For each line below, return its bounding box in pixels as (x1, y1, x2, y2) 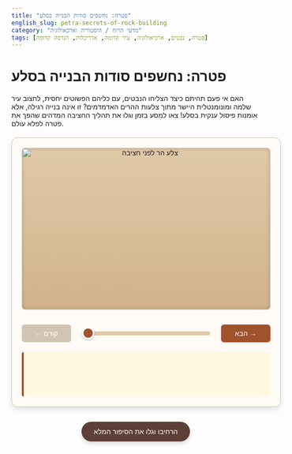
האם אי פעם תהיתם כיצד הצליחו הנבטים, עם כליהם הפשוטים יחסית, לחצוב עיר (11, 94, 244, 103)
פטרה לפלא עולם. (11, 119, 64, 129)
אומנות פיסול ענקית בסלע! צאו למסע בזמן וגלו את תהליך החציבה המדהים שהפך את (11, 111, 258, 120)
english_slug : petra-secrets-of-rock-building (11, 19, 167, 27)
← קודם (34, 328, 58, 338)
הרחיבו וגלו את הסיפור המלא (93, 427, 178, 436)
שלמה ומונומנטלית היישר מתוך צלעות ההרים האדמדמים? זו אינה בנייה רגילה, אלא (11, 102, 252, 111)
